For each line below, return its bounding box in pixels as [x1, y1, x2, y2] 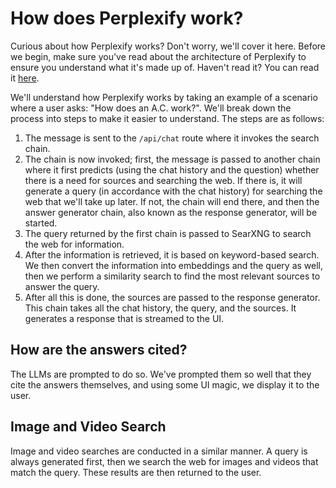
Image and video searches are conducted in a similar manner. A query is [10, 445, 308, 457]
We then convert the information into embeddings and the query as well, [24, 259, 324, 271]
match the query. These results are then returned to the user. [10, 466, 262, 478]
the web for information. [24, 238, 125, 250]
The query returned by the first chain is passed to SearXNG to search [24, 227, 312, 239]
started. [24, 217, 58, 229]
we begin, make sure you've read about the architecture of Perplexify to [10, 50, 307, 62]
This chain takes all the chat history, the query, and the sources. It [24, 302, 297, 314]
